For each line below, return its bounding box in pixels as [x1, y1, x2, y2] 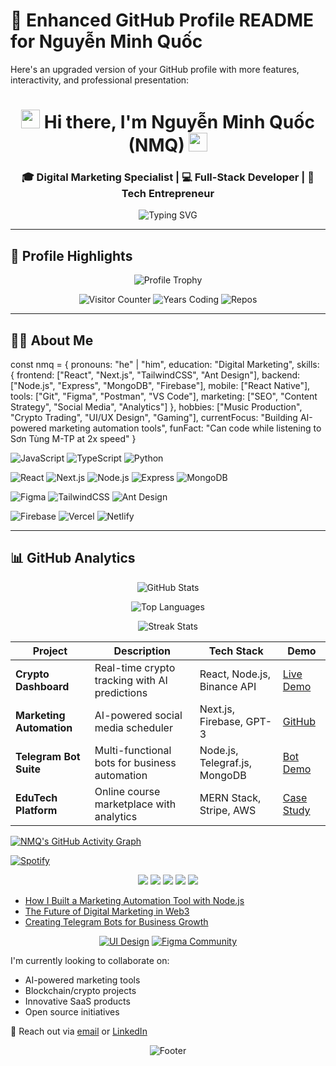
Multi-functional [94, 743, 172, 757]
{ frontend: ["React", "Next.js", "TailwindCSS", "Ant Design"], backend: [10, 369, 301, 381]
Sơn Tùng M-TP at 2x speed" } [10, 433, 137, 445]
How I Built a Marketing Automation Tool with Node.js [24, 894, 245, 906]
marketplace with [94, 797, 177, 811]
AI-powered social [94, 708, 183, 722]
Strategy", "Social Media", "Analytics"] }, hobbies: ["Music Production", [10, 401, 303, 413]
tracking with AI [94, 673, 168, 687]
